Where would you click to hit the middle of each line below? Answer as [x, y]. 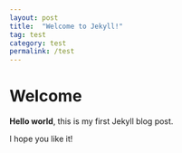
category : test [38, 43]
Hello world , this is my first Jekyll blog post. [91, 121]
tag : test [28, 34]
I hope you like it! [41, 139]
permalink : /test [42, 52]
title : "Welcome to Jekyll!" [67, 26]
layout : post [34, 18]
